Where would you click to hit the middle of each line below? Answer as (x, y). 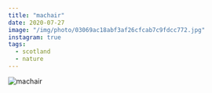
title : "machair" (37, 15)
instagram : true (35, 37)
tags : (17, 45)
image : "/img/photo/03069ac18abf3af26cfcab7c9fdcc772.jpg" (107, 30)
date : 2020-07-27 (37, 23)
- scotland (33, 52)
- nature (29, 59)
